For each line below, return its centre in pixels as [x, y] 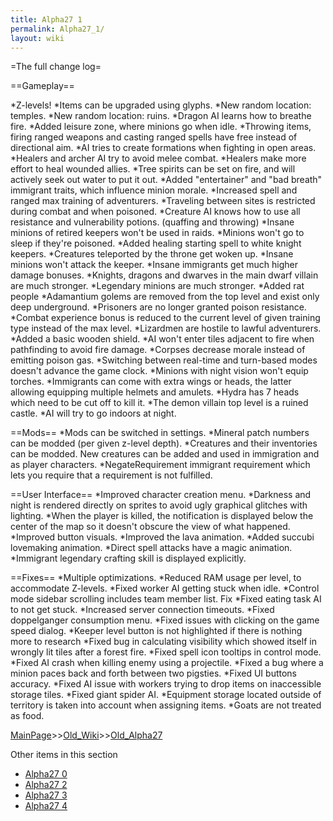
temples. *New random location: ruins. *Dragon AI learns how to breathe [161, 116]
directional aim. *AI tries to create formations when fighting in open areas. [163, 148]
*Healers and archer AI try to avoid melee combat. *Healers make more [158, 158]
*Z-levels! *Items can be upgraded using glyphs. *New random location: [161, 105]
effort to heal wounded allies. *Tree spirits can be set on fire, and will [153, 169]
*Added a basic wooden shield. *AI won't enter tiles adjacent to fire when [162, 339]
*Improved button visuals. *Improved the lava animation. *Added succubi [162, 537]
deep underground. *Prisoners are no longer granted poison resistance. [158, 307]
